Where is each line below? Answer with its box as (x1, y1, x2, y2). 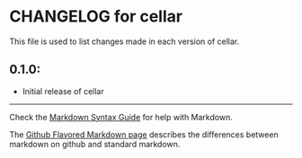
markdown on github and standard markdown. (9, 138, 181, 149)
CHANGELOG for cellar (9, 6, 182, 27)
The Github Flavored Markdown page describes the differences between (9, 128, 279, 140)
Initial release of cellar (22, 85, 105, 96)
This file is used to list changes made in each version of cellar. (9, 36, 240, 47)
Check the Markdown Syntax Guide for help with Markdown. (9, 111, 234, 122)
